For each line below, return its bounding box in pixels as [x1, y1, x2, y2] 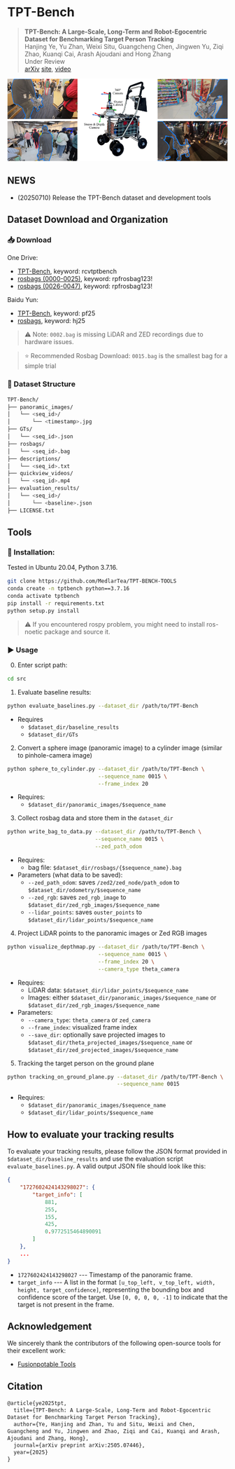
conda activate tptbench [7, 593, 80, 600]
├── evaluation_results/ [7, 485, 80, 492]
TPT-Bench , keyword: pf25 [17, 309, 96, 317]
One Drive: [7, 254, 38, 262]
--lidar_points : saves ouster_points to [27, 908, 142, 917]
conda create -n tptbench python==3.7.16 [7, 585, 130, 592]
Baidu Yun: [7, 296, 38, 304]
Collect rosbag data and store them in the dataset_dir [17, 814, 173, 822]
